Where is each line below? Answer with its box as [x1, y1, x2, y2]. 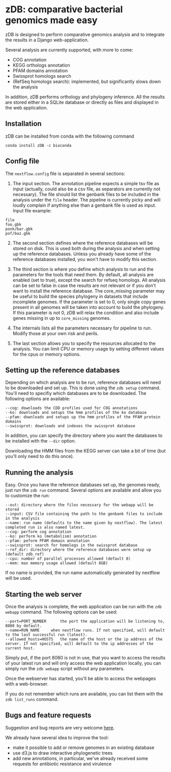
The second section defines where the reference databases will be [12, 239, 153, 246]
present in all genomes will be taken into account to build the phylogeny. [12, 304, 164, 310]
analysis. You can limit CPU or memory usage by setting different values [12, 345, 164, 351]
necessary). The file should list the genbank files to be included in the [12, 191, 159, 197]
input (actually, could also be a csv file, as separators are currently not [12, 186, 161, 192]
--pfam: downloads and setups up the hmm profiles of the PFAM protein [5, 414, 160, 420]
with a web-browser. [5, 681, 49, 687]
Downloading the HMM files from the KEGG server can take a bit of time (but [5, 448, 166, 454]
